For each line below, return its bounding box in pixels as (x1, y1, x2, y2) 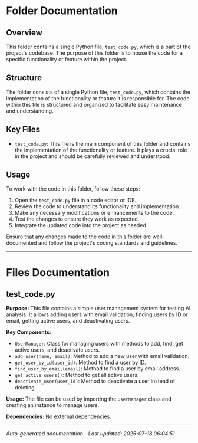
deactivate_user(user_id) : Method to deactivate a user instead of (14, 378, 176, 385)
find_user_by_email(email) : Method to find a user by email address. (14, 365, 181, 372)
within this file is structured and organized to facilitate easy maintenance (6, 101, 183, 108)
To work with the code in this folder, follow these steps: (6, 185, 140, 192)
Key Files (6, 124, 40, 134)
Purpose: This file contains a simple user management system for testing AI (6, 305, 191, 312)
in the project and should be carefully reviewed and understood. (14, 152, 171, 160)
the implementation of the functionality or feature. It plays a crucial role (14, 146, 187, 153)
